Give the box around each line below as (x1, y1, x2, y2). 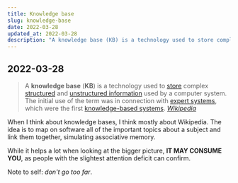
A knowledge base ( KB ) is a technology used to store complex (24, 81, 209, 90)
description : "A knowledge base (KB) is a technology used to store (7, 37, 214, 44)
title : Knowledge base (7, 10, 74, 18)
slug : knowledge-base (7, 17, 72, 24)
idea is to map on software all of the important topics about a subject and (7, 125, 221, 134)
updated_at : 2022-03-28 (7, 30, 78, 37)
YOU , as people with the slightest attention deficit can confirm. (7, 153, 191, 163)
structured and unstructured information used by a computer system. (24, 89, 227, 98)
